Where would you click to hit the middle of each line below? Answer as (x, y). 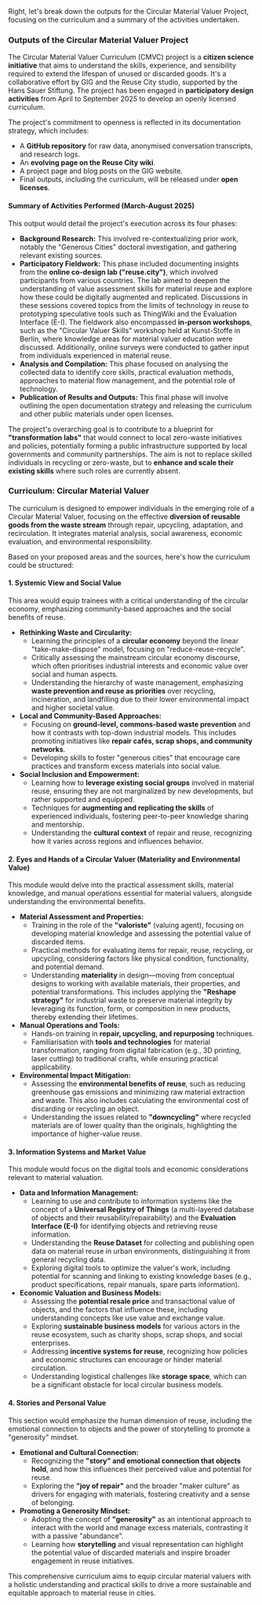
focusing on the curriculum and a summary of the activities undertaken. (124, 20)
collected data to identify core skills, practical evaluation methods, (126, 372)
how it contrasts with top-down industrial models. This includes (134, 733)
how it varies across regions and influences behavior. (117, 841)
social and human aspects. (75, 674)
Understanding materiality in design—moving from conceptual (133, 975)
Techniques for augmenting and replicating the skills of (122, 808)
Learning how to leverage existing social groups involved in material (143, 782)
